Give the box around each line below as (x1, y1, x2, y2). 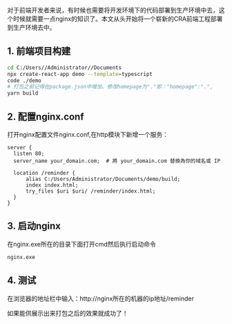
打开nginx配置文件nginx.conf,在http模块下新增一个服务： (7, 131, 169, 138)
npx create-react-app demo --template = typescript (7, 70, 153, 77)
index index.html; (25, 182, 79, 189)
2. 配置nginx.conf (7, 111, 84, 122)
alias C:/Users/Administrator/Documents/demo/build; (25, 175, 181, 182)
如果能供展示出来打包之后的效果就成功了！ (7, 309, 128, 317)
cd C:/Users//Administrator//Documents (7, 64, 122, 71)
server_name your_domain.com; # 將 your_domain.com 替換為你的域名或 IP (13, 158, 221, 164)
